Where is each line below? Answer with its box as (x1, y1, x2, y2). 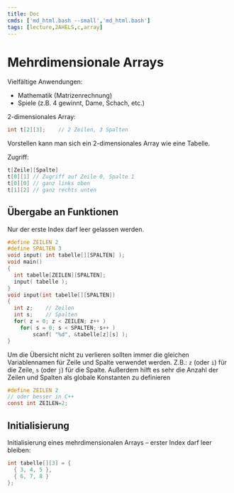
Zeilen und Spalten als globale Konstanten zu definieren (7, 373, 171, 382)
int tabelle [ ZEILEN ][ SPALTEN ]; (13, 271, 106, 279)
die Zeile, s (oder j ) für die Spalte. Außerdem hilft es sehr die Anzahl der (7, 365, 218, 374)
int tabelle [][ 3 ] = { (7, 459, 72, 467)
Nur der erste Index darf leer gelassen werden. (7, 225, 144, 233)
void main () (7, 258, 43, 266)
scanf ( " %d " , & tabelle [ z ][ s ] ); (33, 331, 129, 338)
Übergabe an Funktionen (7, 206, 119, 218)
